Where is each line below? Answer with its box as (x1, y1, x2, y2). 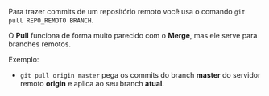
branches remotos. (8, 39, 71, 49)
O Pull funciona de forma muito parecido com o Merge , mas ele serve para (8, 31, 258, 40)
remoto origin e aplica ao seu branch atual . (19, 79, 165, 88)
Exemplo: (8, 55, 39, 64)
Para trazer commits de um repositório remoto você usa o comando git (8, 7, 246, 16)
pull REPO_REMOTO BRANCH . (8, 15, 94, 25)
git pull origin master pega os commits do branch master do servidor (19, 70, 261, 79)
